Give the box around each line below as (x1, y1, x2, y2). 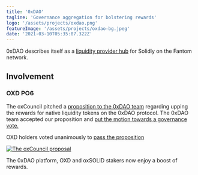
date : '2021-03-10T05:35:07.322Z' (6, 31, 93, 37)
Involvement (6, 71, 54, 82)
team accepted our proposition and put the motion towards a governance (6, 115, 188, 123)
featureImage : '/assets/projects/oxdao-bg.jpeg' (6, 25, 130, 32)
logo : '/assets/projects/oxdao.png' (6, 20, 98, 26)
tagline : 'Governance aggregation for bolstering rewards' (6, 14, 157, 20)
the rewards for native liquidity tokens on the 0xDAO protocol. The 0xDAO (6, 109, 189, 116)
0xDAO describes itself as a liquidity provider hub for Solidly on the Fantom (6, 47, 192, 55)
